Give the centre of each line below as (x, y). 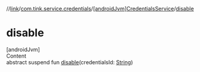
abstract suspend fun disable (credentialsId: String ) (70, 62)
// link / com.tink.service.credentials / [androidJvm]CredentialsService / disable (100, 9)
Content (16, 56)
